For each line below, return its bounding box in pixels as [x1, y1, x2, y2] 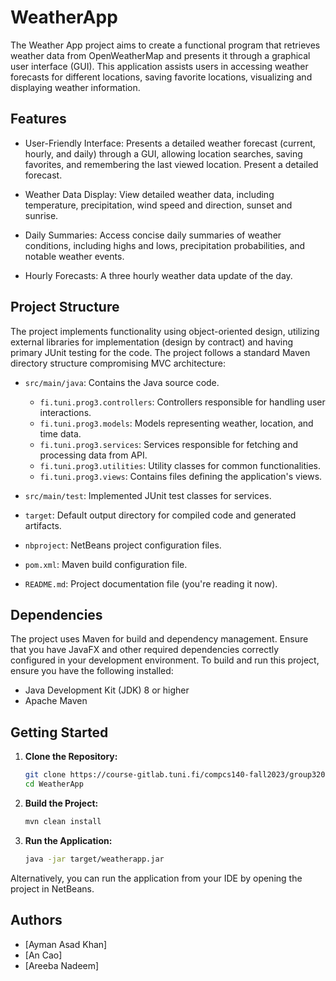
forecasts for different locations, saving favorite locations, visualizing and [10, 71, 313, 83]
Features [10, 111, 67, 128]
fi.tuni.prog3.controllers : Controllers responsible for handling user [39, 396, 326, 408]
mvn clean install [24, 816, 102, 826]
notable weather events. [24, 250, 125, 262]
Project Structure [10, 299, 120, 316]
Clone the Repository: [24, 751, 118, 763]
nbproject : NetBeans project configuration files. [24, 539, 222, 551]
